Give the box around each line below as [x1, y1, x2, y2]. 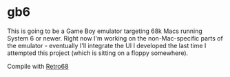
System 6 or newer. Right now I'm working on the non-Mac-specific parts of [7, 34, 224, 42]
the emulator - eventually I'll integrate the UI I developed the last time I [7, 41, 207, 49]
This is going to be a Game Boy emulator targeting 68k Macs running [7, 27, 203, 35]
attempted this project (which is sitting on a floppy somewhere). [7, 49, 189, 57]
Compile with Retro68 [7, 62, 69, 70]
